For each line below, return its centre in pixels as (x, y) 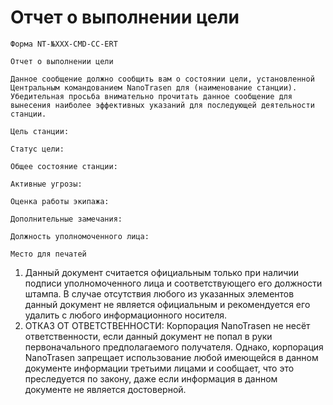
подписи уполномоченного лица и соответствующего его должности (173, 283)
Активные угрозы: (46, 184)
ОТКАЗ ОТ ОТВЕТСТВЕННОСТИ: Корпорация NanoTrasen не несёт (167, 325)
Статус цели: (37, 149)
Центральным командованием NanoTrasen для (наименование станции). (154, 87)
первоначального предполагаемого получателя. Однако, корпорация (174, 347)
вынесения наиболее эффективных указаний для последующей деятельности (162, 105)
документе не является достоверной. (105, 389)
